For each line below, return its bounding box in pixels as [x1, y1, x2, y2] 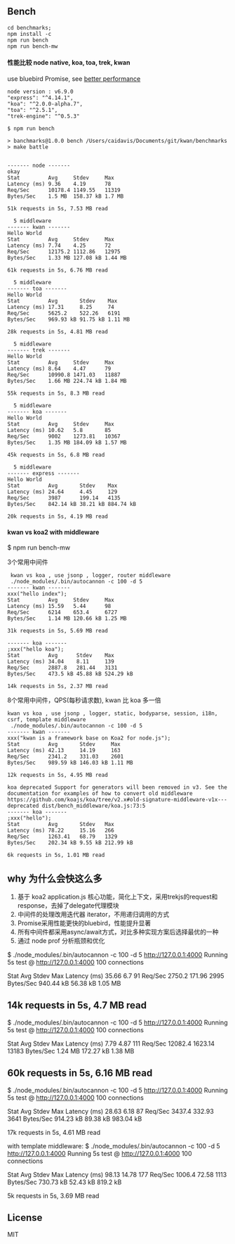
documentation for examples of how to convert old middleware [7, 790, 193, 797]
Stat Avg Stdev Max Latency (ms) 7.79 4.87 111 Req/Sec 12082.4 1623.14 [7, 1039, 215, 1048]
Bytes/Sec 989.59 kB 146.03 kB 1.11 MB [7, 759, 133, 766]
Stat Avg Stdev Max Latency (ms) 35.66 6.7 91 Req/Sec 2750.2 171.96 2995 [7, 972, 224, 980]
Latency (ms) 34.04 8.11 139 [7, 658, 114, 666]
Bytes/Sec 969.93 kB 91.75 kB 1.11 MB [7, 316, 130, 323]
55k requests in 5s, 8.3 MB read [7, 390, 105, 397]
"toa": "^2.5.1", [7, 107, 58, 114]
